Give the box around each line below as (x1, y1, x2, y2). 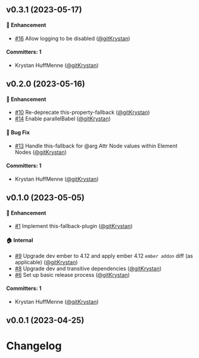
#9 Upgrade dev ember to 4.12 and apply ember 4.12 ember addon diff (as (14, 252, 194, 259)
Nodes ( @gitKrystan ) (14, 149, 67, 156)
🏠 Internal (6, 236, 33, 243)
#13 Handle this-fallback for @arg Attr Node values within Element (14, 142, 178, 149)
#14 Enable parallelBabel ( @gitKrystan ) (14, 115, 111, 122)
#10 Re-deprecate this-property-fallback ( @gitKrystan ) (14, 109, 150, 116)
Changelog (6, 340, 62, 353)
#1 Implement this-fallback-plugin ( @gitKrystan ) (14, 223, 133, 230)
